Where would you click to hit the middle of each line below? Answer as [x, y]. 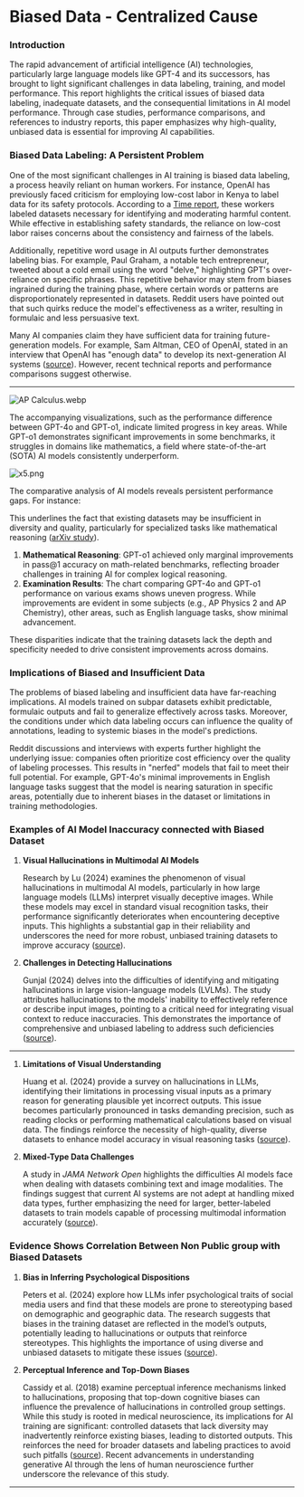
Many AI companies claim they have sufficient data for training [126, 335]
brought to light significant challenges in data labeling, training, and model [147, 84]
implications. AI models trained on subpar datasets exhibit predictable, [141, 702]
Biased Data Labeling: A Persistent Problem [107, 156]
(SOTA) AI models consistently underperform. [94, 455]
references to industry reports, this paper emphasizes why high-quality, [143, 122]
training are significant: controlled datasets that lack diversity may [145, 1425]
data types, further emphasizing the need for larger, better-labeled [147, 1203]
